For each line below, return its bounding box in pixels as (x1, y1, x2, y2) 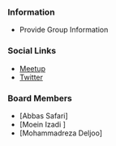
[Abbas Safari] (19, 110, 68, 120)
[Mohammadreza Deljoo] (19, 128, 103, 138)
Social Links (7, 45, 57, 57)
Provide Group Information (19, 25, 109, 35)
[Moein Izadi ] (19, 119, 67, 129)
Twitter (19, 72, 44, 82)
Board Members (7, 92, 72, 104)
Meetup (19, 63, 46, 73)
